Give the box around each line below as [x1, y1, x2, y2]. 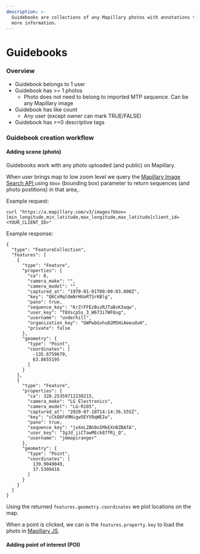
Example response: [6, 229, 54, 237]
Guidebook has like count [14, 106, 77, 113]
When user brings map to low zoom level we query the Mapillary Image [6, 173, 180, 180]
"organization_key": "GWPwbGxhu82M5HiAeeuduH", [27, 320, 148, 326]
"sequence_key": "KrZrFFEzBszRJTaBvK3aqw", [27, 304, 137, 310]
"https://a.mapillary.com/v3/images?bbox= [19, 209, 127, 215]
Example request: [6, 197, 49, 204]
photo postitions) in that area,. [6, 186, 80, 193]
